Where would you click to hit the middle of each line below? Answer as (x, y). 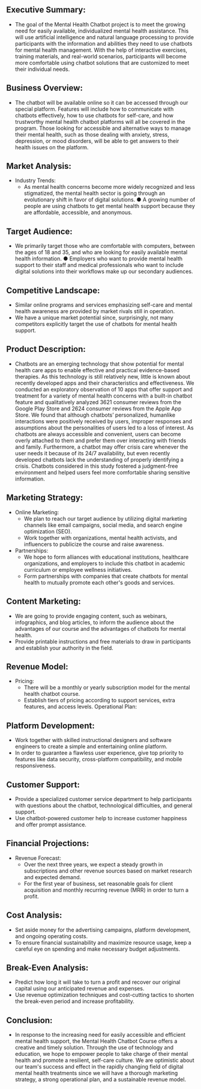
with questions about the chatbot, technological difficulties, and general (104, 805)
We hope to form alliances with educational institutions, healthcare (106, 557)
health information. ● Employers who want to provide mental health (99, 259)
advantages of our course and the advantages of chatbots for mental (100, 628)
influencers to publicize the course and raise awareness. (94, 544)
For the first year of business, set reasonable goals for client (98, 883)
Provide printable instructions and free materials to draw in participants (103, 641)
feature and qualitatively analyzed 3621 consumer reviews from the (98, 402)
